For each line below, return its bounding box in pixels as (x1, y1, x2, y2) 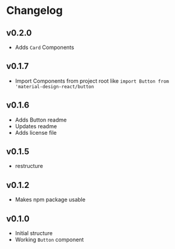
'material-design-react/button (15, 83, 94, 89)
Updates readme (15, 122, 58, 130)
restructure (15, 163, 44, 170)
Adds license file (15, 129, 57, 136)
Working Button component (15, 236, 84, 244)
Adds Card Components (15, 44, 74, 51)
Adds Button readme (15, 116, 67, 123)
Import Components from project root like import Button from (15, 77, 170, 85)
